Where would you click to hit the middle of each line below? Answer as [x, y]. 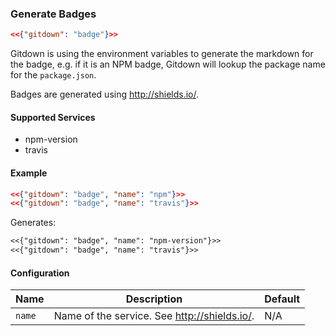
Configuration [40, 273]
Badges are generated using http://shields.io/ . [105, 94]
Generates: [33, 223]
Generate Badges [53, 14]
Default [282, 299]
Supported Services [53, 117]
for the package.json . [53, 75]
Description [154, 299]
